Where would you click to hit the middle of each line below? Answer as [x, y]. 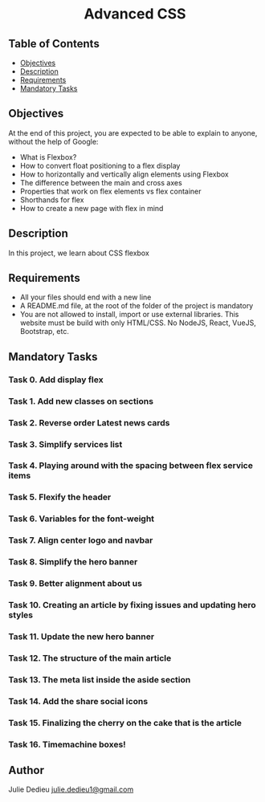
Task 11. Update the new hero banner [82, 637]
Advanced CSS [135, 14]
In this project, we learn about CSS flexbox [79, 253]
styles [21, 615]
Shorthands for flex [52, 199]
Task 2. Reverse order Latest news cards [89, 422]
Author [26, 770]
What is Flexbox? [48, 157]
